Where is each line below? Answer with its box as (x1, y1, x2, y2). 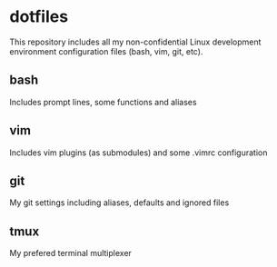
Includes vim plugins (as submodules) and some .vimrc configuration (9, 147, 268, 158)
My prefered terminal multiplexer (9, 248, 132, 259)
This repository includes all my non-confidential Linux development (9, 36, 262, 47)
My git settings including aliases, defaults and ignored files (9, 197, 230, 208)
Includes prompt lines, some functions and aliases (9, 96, 197, 107)
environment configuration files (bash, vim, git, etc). (9, 45, 203, 56)
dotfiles (9, 6, 69, 27)
